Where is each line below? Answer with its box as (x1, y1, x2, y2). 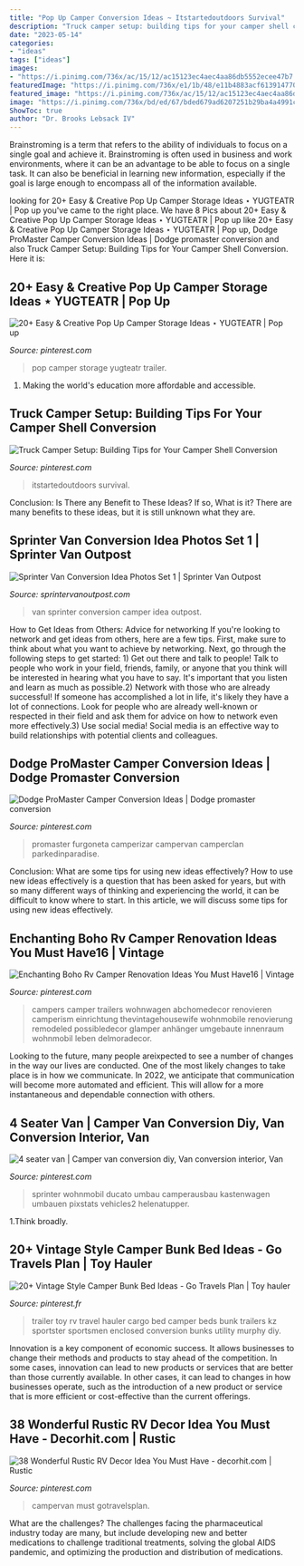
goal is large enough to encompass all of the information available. (9, 178, 258, 188)
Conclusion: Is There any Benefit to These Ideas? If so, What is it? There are (9, 497, 292, 507)
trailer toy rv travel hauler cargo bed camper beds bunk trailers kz (31, 1315, 278, 1326)
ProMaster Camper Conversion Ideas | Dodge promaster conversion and (9, 234, 280, 245)
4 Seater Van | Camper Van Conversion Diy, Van (9, 1116, 285, 1131)
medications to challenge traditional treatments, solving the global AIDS (9, 1537, 276, 1548)
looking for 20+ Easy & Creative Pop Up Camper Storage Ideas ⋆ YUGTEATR (9, 196, 295, 207)
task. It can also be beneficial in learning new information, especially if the (9, 169, 286, 179)
